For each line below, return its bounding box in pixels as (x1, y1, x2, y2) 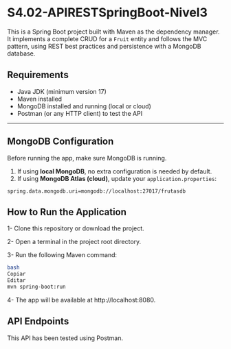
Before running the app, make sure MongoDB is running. (7, 154, 167, 162)
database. (7, 49, 36, 58)
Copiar (7, 271, 26, 278)
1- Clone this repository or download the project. (7, 224, 144, 232)
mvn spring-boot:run (7, 283, 67, 290)
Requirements (7, 69, 69, 81)
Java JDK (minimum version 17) (16, 87, 107, 95)
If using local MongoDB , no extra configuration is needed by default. (16, 167, 212, 176)
